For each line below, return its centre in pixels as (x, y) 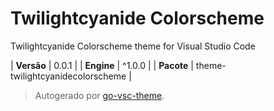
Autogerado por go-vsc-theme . (99, 95)
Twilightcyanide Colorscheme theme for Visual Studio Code (133, 46)
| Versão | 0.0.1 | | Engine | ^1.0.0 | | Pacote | (102, 65)
